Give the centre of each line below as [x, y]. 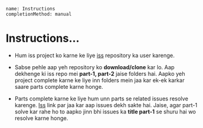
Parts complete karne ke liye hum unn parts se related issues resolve [102, 99]
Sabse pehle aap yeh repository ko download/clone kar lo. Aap [94, 67]
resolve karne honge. [41, 118]
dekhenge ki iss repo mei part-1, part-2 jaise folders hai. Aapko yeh [100, 73]
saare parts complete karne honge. [59, 86]
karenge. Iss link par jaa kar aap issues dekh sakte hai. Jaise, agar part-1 [106, 105]
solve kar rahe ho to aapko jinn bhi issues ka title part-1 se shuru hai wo [105, 111]
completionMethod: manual [39, 14]
